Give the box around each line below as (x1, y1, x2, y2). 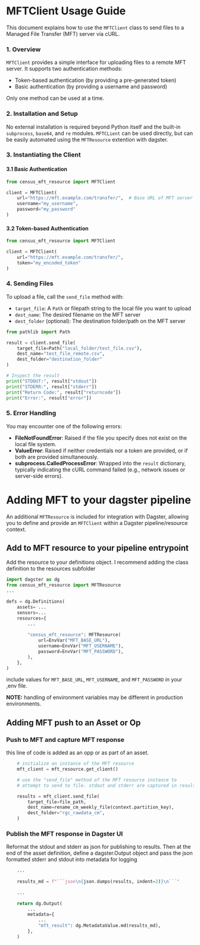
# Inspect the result (6, 373, 60, 379)
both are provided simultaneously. (14, 453, 99, 461)
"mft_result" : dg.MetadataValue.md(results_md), (37, 923, 161, 929)
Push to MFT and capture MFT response (6, 735, 125, 744)
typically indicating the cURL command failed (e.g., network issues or (14, 466, 186, 473)
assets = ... (17, 604, 46, 610)
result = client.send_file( (6, 339, 76, 346)
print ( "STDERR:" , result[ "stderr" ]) (6, 383, 97, 389)
